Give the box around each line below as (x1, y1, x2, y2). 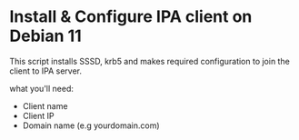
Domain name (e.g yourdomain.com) (22, 120, 161, 131)
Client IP (22, 110, 55, 121)
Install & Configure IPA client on (9, 6, 253, 27)
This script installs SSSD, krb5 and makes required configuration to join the (9, 55, 291, 66)
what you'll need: (9, 83, 75, 94)
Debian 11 (9, 25, 82, 46)
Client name (22, 100, 68, 111)
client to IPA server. (9, 65, 82, 76)
